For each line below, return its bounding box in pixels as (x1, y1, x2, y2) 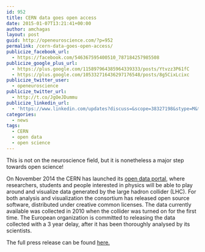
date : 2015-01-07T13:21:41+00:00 (6, 20, 92, 26)
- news (12, 117, 29, 123)
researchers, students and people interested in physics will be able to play (6, 181, 193, 188)
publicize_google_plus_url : (6, 60, 78, 66)
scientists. (6, 227, 32, 234)
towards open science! (6, 163, 64, 170)
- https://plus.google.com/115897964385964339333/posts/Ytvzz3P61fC (12, 65, 190, 72)
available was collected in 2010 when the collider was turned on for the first (6, 207, 196, 215)
